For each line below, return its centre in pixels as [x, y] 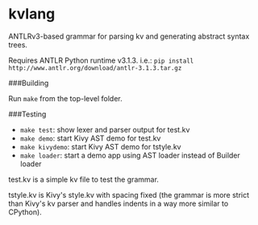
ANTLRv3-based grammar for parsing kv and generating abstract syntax [129, 36]
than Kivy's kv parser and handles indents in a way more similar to [119, 203]
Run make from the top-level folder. [65, 98]
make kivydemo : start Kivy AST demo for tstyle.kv [100, 146]
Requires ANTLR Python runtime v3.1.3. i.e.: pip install [101, 60]
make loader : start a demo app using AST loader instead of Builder [130, 155]
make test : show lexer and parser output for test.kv [105, 129]
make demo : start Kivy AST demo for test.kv [90, 138]
